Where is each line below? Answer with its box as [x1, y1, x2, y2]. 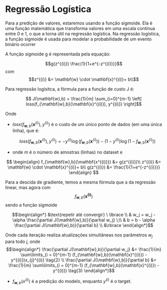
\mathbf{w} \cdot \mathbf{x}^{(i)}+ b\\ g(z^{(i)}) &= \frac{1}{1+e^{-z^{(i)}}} [7, 164, 161, 170]
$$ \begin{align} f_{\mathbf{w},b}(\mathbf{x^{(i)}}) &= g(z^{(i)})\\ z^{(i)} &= [6, 158, 162, 164]
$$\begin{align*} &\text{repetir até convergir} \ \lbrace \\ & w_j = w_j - [11, 211, 156, 218]
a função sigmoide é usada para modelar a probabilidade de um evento [5, 36, 152, 42]
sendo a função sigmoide [5, 202, 57, 208]
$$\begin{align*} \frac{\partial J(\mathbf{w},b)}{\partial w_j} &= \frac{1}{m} [6, 246, 162, 252]
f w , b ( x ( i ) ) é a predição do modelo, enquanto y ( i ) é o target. [12, 277, 132, 285]
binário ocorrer [5, 41, 36, 47]
